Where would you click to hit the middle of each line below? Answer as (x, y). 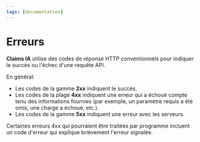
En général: (21, 77)
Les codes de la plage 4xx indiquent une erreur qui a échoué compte (101, 95)
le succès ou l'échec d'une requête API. (56, 65)
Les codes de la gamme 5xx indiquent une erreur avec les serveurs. (100, 114)
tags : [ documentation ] (35, 12)
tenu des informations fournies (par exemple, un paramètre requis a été (104, 101)
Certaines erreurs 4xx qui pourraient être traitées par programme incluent (98, 126)
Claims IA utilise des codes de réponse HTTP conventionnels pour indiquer (100, 59)
